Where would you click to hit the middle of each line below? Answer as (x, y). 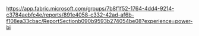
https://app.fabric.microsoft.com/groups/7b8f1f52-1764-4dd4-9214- (90, 9)
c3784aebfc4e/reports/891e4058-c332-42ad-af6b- (70, 15)
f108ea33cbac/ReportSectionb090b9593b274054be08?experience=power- (99, 21)
